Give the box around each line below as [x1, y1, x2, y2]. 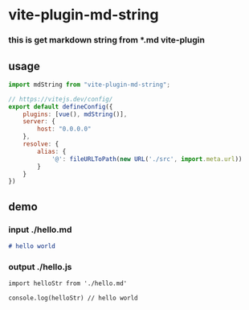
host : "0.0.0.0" [37, 125, 92, 134]
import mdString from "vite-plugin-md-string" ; [8, 81, 171, 89]
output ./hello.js [8, 261, 72, 272]
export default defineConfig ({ [8, 102, 113, 110]
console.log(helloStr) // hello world [8, 294, 138, 303]
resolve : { [22, 140, 59, 148]
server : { [22, 118, 56, 126]
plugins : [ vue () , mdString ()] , [22, 110, 128, 118]
